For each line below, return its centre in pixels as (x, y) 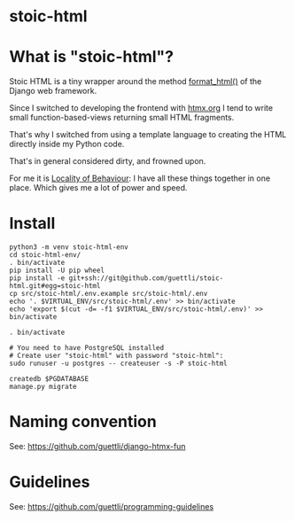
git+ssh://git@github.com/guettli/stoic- (146, 278)
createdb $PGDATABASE (49, 379)
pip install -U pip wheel (57, 271)
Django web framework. (53, 91)
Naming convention (83, 422)
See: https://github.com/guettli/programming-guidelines (112, 506)
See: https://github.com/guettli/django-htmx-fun (97, 446)
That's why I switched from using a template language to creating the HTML (148, 135)
